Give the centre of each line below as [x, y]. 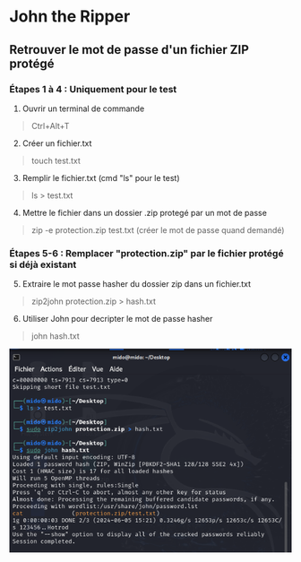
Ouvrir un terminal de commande [83, 108]
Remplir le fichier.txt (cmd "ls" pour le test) [101, 177]
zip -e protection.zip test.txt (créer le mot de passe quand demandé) [158, 229]
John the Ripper [70, 17]
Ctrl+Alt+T [50, 125]
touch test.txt [56, 160]
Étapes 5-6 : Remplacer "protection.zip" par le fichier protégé [146, 253]
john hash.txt [55, 336]
